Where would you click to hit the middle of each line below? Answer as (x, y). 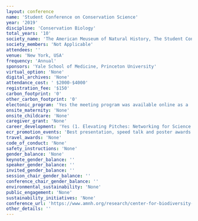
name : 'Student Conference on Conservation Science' (72, 17)
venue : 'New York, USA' (35, 55)
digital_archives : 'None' (38, 77)
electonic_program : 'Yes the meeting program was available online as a (97, 105)
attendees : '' (24, 50)
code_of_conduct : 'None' (37, 143)
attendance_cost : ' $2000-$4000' (47, 83)
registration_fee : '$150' (38, 88)
